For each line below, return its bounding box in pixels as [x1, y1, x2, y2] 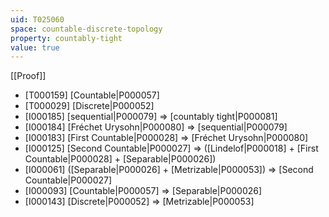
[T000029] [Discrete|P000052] [24, 100, 155, 112]
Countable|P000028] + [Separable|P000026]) [24, 153, 217, 165]
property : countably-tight [10, 33, 123, 43]
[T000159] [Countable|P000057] [24, 89, 160, 101]
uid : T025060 [10, 14, 65, 25]
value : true [10, 42, 60, 53]
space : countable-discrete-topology [10, 24, 163, 34]
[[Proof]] [10, 70, 47, 82]
